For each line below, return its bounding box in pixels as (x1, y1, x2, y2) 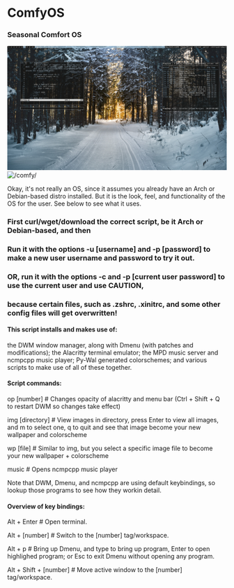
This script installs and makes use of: (7, 325, 118, 334)
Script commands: (7, 379, 62, 387)
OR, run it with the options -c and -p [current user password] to (7, 271, 225, 281)
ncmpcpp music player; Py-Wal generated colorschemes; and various (7, 355, 208, 364)
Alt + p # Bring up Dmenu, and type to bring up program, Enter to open (7, 545, 210, 553)
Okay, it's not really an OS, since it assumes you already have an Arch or (7, 184, 215, 193)
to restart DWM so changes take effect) (7, 402, 120, 410)
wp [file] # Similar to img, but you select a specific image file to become (7, 444, 213, 452)
